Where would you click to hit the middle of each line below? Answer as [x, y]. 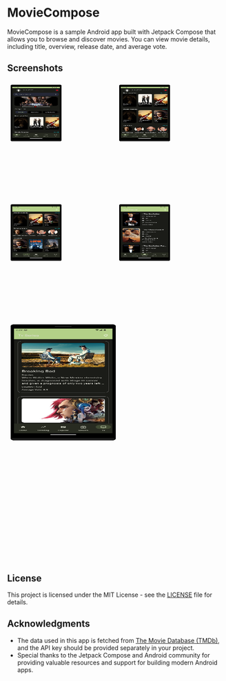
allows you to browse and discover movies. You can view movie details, [109, 39]
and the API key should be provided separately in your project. [106, 648]
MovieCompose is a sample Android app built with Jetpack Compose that [111, 32]
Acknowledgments [49, 624]
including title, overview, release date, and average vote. [87, 46]
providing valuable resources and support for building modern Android [117, 662]
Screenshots [35, 68]
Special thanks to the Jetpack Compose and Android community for [113, 655]
